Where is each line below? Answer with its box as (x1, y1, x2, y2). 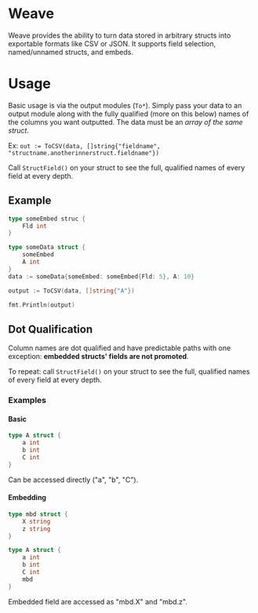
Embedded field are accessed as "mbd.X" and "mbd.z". (8, 597, 188, 606)
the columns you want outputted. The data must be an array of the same (8, 117, 243, 126)
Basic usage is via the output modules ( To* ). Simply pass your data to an (8, 100, 242, 110)
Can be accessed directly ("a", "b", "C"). (8, 475, 139, 484)
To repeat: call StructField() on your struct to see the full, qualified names (8, 367, 250, 376)
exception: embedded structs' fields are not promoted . (8, 352, 190, 361)
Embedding (8, 493, 47, 502)
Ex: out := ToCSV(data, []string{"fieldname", (8, 140, 161, 150)
